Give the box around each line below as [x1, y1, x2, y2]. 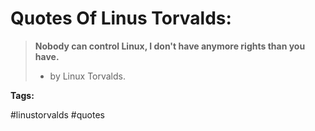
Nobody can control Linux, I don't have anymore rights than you [34, 40, 306, 52]
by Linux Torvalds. [49, 70, 127, 82]
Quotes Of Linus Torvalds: [10, 7, 232, 30]
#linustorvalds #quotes [10, 108, 105, 121]
